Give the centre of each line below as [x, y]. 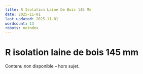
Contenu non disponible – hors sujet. [42, 66]
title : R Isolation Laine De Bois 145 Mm [48, 10]
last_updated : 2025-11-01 [32, 19]
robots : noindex [22, 28]
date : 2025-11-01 [23, 14]
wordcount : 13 [20, 23]
